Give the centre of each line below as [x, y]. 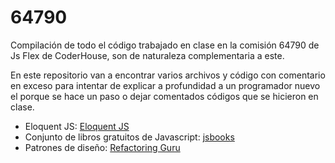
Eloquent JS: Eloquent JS [77, 126]
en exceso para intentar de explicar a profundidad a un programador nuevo [165, 85]
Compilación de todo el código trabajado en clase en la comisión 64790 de [165, 45]
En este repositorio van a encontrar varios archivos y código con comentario [168, 75]
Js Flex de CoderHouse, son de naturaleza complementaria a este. [147, 55]
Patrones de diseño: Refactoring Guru [102, 147]
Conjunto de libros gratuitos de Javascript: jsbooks [129, 137]
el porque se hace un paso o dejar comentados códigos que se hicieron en [164, 96]
